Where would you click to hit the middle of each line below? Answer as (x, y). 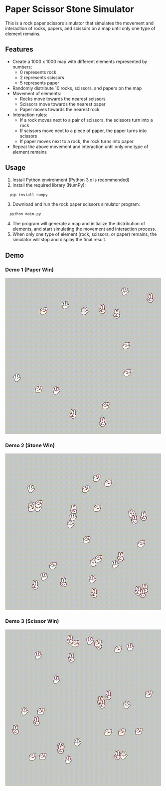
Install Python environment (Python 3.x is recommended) (71, 180)
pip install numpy (29, 195)
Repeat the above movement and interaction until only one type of (80, 147)
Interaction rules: (30, 115)
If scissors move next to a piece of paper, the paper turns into (83, 131)
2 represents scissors (42, 77)
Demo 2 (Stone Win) (30, 445)
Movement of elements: (37, 93)
